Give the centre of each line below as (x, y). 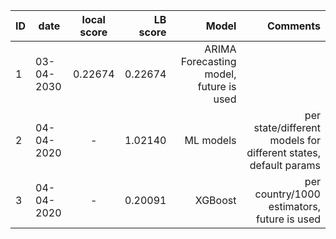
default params (285, 165)
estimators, (294, 206)
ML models (210, 140)
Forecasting (208, 61)
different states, (283, 152)
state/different (287, 127)
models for (295, 140)
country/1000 (287, 194)
